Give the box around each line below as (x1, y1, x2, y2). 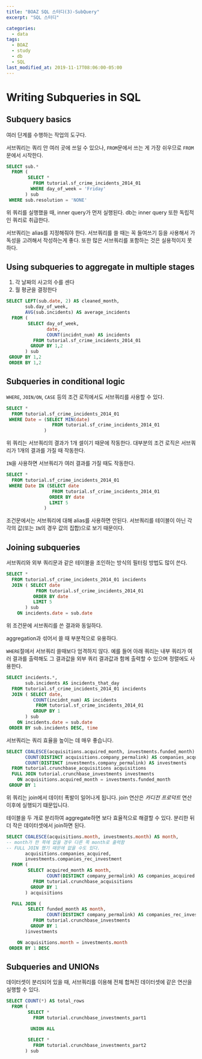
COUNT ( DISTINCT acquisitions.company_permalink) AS (25, 754, 158, 760)
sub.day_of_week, (25, 304, 69, 310)
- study (11, 48, 31, 54)
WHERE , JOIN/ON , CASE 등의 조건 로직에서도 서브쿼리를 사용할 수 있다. (6, 393, 164, 401)
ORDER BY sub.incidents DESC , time (8, 725, 98, 731)
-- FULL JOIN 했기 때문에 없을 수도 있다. (6, 845, 100, 851)
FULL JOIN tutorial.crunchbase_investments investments (11, 771, 155, 777)
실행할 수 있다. (6, 986, 40, 993)
